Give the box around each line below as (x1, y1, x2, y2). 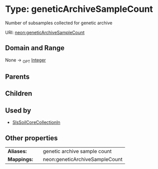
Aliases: (7, 148, 27, 155)
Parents (5, 72, 30, 81)
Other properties (5, 134, 58, 142)
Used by (5, 106, 31, 114)
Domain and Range (5, 44, 65, 53)
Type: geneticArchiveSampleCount (5, 3, 154, 15)
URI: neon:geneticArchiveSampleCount (5, 29, 85, 35)
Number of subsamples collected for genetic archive (5, 20, 112, 26)
